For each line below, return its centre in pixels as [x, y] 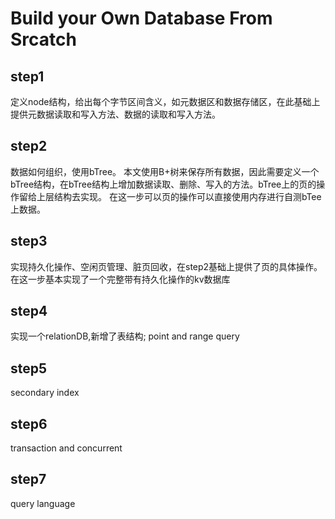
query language [43, 503]
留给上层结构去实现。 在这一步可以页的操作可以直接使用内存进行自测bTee [170, 196]
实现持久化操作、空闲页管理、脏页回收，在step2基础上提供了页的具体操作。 [166, 266]
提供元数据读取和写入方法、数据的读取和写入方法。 [115, 114]
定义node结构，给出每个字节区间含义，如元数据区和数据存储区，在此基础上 [165, 101]
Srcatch [43, 39]
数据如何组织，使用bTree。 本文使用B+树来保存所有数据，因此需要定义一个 [165, 171]
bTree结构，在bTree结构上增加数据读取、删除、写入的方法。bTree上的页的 [163, 184]
